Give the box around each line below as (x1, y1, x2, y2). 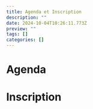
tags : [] (6, 31, 28, 37)
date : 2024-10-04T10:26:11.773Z (6, 20, 87, 26)
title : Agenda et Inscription (6, 8, 82, 15)
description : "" (6, 14, 47, 20)
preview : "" (6, 25, 36, 32)
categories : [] (6, 37, 44, 43)
